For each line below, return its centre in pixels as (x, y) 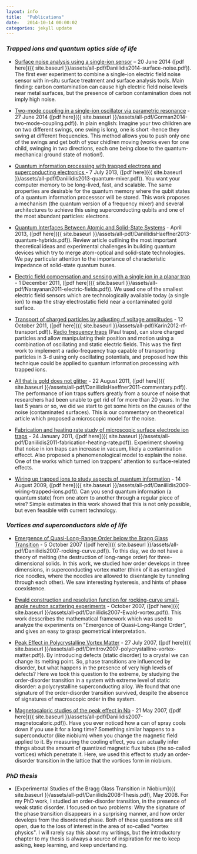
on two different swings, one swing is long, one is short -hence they (97, 129)
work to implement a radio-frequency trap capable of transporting (95, 350)
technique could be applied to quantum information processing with (97, 363)
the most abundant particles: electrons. (62, 216)
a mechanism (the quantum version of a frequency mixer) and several (99, 203)
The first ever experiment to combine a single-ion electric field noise (98, 74)
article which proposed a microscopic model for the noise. (85, 418)
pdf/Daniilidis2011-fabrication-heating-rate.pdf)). (74, 442)
